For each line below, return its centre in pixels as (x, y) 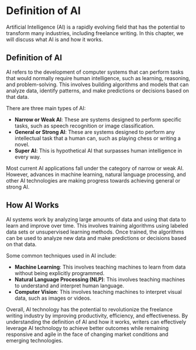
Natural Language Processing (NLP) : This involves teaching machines (100, 279)
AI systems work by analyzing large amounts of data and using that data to (96, 219)
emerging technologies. (35, 340)
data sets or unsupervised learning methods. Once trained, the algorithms (95, 232)
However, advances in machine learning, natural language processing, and (96, 174)
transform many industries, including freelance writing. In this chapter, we (95, 33)
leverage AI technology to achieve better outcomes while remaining (87, 328)
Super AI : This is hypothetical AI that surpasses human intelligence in (98, 150)
